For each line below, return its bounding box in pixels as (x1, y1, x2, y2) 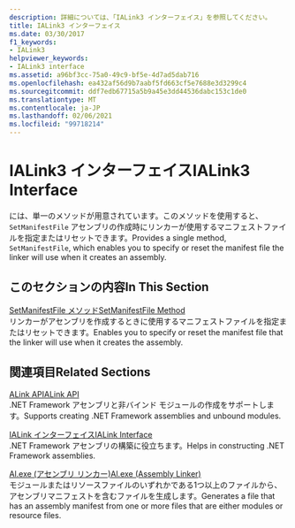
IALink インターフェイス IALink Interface (9, 429, 153, 440)
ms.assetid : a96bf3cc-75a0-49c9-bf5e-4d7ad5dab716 (9, 71, 200, 80)
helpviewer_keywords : (9, 54, 89, 63)
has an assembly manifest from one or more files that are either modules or (9, 501, 284, 511)
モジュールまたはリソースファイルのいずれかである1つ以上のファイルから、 (9, 479, 283, 490)
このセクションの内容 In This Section (9, 279, 209, 295)
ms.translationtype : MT (9, 95, 97, 104)
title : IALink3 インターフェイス (9, 21, 121, 30)
